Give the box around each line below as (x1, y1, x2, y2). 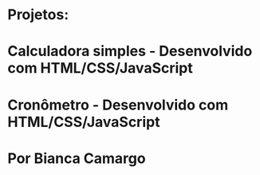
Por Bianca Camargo (7, 149, 146, 167)
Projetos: (7, 6, 69, 24)
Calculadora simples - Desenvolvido (7, 42, 253, 61)
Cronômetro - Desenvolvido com (7, 96, 229, 113)
